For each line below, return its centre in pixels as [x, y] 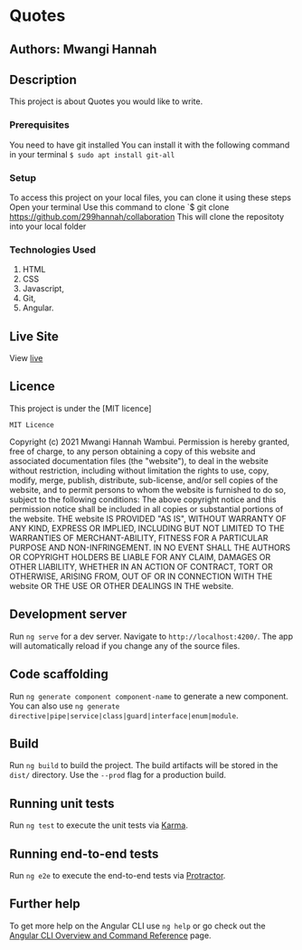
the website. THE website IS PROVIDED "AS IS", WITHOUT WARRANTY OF [148, 518]
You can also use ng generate [65, 706]
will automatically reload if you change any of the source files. [125, 646]
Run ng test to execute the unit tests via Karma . [99, 825]
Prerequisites [39, 125]
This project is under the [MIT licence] [80, 408]
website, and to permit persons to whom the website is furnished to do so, [148, 489]
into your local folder [48, 226]
